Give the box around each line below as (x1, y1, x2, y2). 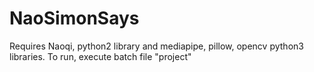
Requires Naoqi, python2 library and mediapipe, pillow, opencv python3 (9, 40, 304, 52)
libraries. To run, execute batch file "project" (9, 50, 192, 62)
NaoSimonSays (9, 7, 140, 30)
